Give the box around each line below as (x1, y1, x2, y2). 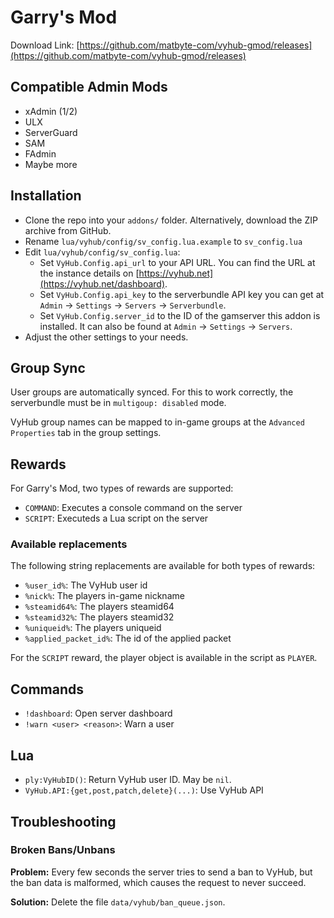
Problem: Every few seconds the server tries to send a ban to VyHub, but (10, 866, 313, 878)
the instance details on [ (39, 267, 140, 279)
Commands (10, 681, 85, 698)
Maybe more (24, 158, 78, 170)
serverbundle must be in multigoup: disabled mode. (10, 397, 227, 409)
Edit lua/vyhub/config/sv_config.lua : (24, 246, 181, 258)
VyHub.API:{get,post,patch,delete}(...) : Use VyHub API (24, 784, 264, 796)
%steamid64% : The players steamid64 (24, 601, 175, 613)
